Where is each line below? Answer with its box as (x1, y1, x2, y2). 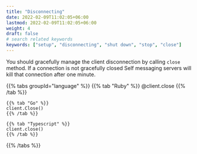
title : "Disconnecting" (6, 8, 65, 15)
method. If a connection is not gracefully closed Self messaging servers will (6, 64, 192, 71)
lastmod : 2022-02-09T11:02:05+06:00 (6, 20, 97, 26)
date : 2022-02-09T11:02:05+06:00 (6, 14, 89, 20)
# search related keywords (6, 36, 73, 42)
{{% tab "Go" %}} (6, 100, 49, 106)
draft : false (6, 31, 39, 37)
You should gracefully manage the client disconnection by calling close (6, 58, 180, 65)
